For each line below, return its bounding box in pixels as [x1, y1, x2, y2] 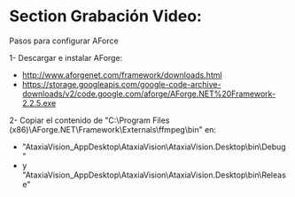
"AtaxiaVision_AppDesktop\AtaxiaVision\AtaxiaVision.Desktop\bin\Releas [21, 170, 286, 180]
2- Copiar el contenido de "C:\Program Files [9, 115, 170, 125]
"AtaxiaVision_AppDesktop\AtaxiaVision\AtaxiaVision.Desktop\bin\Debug [21, 141, 286, 152]
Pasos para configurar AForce [9, 35, 119, 46]
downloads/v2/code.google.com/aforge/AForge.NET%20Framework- [21, 88, 276, 99]
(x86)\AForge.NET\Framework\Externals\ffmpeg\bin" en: [9, 124, 217, 134]
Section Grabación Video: [9, 6, 202, 27]
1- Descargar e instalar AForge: [9, 52, 123, 63]
